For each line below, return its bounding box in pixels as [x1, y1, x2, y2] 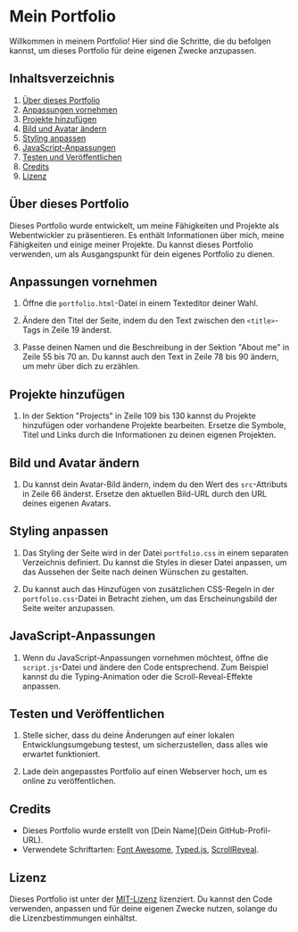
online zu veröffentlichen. [21, 776, 116, 787]
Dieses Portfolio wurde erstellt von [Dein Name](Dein [21, 825, 217, 836]
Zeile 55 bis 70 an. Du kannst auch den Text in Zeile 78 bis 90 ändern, [21, 351, 279, 362]
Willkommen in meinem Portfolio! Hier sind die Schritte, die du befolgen [9, 36, 272, 46]
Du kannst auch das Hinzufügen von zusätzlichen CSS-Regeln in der [21, 583, 275, 594]
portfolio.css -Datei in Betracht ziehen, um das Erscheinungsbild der [21, 593, 278, 604]
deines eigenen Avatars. [21, 498, 112, 508]
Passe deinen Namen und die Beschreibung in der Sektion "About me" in [21, 342, 290, 353]
